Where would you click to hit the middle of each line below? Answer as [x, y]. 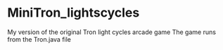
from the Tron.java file [39, 39]
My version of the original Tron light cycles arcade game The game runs [112, 32]
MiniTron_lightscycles [74, 13]
